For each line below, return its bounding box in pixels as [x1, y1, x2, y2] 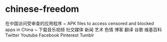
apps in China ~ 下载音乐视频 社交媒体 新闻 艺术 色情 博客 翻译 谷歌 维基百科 [5, 26, 162, 33]
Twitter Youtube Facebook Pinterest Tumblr [5, 32, 95, 38]
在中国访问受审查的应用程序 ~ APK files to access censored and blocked [5, 20, 155, 26]
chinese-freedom [5, 3, 79, 15]
